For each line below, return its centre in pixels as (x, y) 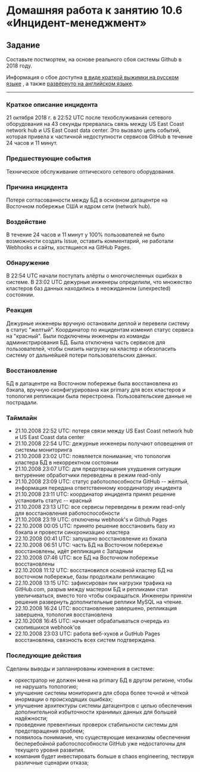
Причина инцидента (37, 187)
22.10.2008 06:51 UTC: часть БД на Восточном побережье (89, 545)
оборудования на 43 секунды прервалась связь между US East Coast (95, 124)
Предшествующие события (49, 159)
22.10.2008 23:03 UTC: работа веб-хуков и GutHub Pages (87, 634)
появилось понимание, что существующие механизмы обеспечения (102, 737)
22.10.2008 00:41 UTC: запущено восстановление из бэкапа (91, 539)
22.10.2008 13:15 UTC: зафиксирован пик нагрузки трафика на (93, 583)
